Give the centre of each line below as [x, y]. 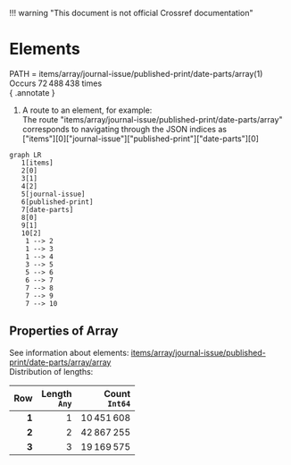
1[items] [37, 163]
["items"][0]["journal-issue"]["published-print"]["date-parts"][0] [140, 139]
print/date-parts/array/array [60, 362]
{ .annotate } [32, 92]
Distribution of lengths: [51, 371]
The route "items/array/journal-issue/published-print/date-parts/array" [152, 119]
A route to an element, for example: [87, 110]
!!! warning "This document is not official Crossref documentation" [131, 13]
